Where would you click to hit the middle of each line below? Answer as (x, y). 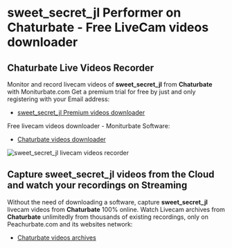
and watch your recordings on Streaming (97, 185)
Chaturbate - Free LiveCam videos (108, 27)
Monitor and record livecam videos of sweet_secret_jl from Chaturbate (110, 84)
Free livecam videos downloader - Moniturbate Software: (89, 126)
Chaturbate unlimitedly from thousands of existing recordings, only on (108, 217)
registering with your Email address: (59, 99)
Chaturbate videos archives (57, 238)
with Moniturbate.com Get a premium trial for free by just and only (101, 92)
